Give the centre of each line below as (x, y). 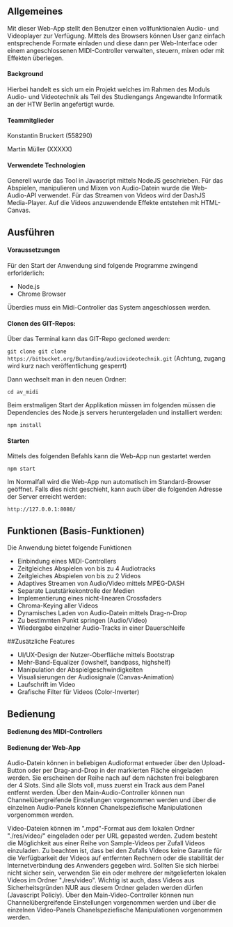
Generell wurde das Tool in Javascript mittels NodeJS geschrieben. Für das (115, 181)
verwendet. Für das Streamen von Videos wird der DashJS (122, 195)
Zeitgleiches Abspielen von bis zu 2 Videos (79, 576)
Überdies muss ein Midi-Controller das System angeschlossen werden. (109, 308)
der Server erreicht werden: (47, 497)
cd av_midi (23, 392)
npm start (22, 469)
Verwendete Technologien (46, 165)
